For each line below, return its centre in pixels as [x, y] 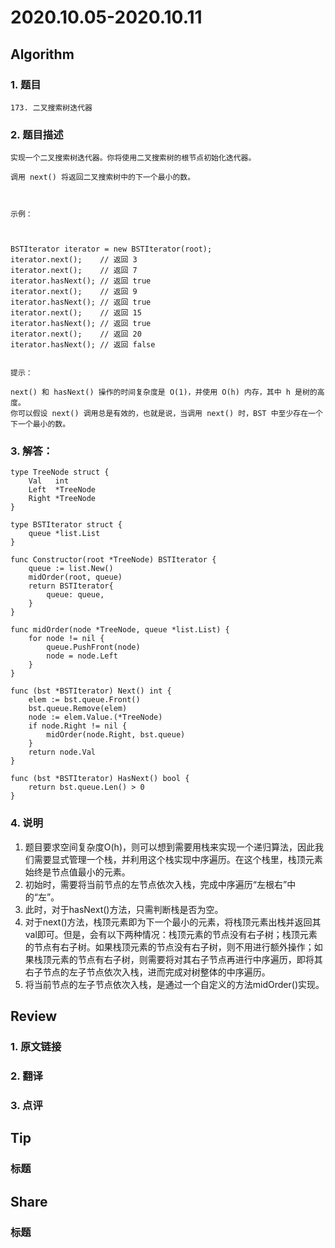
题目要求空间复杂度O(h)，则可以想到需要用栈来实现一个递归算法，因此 [169, 847]
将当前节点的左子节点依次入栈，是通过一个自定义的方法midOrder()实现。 [174, 984]
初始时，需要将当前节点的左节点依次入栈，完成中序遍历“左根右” [156, 884]
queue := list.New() [71, 569]
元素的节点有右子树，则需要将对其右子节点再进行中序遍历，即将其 [187, 959]
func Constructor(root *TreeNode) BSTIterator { [113, 560]
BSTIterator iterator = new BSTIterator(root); [111, 249]
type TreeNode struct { [60, 472]
